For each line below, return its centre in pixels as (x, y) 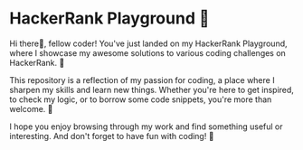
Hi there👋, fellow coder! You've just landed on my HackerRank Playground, (148, 43)
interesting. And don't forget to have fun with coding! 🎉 (112, 136)
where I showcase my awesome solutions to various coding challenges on (148, 52)
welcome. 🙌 (31, 108)
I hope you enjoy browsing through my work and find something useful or (146, 127)
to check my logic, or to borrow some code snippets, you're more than (141, 99)
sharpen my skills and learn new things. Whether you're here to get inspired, (151, 89)
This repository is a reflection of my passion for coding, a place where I (142, 80)
